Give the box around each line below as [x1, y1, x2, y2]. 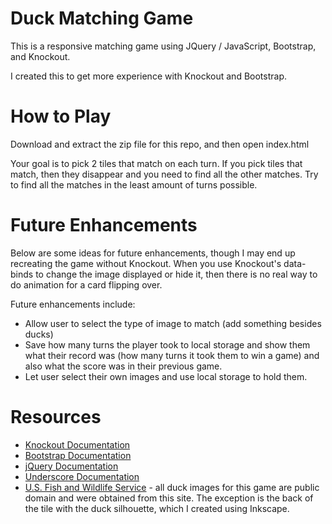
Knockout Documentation [24, 438, 131, 451]
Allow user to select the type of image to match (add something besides [24, 317, 322, 329]
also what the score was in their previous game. [24, 360, 223, 372]
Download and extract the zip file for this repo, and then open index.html [10, 138, 310, 150]
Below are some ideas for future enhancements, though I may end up [10, 247, 296, 259]
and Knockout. [10, 50, 71, 62]
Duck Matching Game [10, 7, 194, 30]
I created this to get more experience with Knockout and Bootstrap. [10, 70, 287, 82]
